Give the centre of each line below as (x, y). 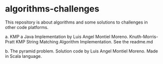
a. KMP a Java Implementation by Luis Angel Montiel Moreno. (67, 37)
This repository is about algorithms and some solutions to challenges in (77, 22)
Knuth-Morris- (144, 37)
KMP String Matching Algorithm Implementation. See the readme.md (84, 41)
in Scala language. (24, 56)
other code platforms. (27, 27)
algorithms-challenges (52, 9)
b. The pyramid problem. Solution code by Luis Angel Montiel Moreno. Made (81, 51)
